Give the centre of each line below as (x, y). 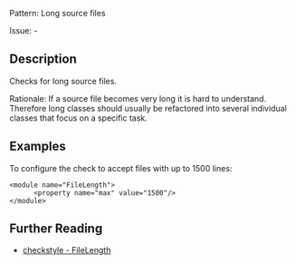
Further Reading (56, 229)
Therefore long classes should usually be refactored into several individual (148, 108)
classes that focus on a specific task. (78, 118)
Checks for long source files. (63, 81)
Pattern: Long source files (57, 13)
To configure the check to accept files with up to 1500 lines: (121, 168)
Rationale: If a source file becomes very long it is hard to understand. (138, 98)
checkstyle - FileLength (67, 250)
